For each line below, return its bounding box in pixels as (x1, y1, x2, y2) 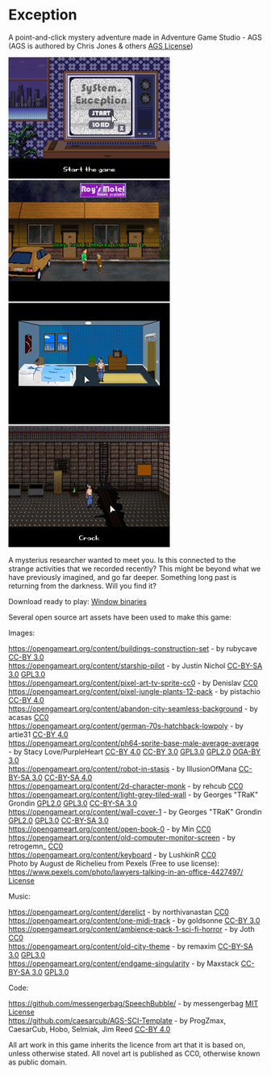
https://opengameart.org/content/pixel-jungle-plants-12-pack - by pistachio (8, 686, 261, 696)
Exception (8, 6, 77, 24)
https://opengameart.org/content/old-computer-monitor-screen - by (8, 832, 236, 842)
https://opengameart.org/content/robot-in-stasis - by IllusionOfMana (8, 764, 237, 773)
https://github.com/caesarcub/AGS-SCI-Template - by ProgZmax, (8, 1015, 227, 1025)
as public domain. (8, 1057, 68, 1067)
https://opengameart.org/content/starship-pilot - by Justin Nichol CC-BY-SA (8, 661, 263, 671)
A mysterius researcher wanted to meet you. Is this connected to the (8, 555, 236, 565)
